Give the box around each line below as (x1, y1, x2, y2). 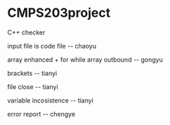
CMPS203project (7, 5, 111, 21)
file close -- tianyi (7, 82, 58, 91)
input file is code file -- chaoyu (7, 41, 97, 50)
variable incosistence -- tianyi (7, 96, 93, 105)
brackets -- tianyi (7, 69, 58, 77)
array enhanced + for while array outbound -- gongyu (7, 55, 163, 64)
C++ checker (7, 28, 46, 37)
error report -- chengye (7, 110, 76, 118)
